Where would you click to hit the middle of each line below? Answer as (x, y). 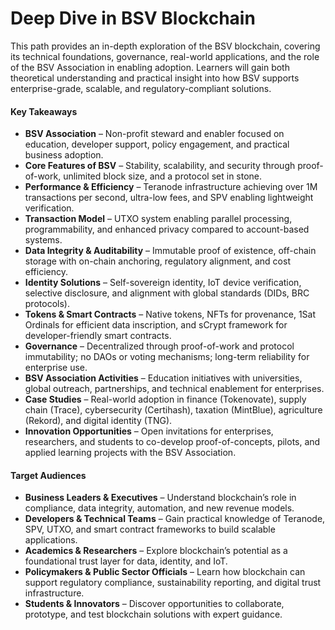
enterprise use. (56, 368)
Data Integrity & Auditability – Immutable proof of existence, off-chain (170, 251)
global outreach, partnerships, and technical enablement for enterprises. (174, 389)
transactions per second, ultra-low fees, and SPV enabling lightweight (169, 198)
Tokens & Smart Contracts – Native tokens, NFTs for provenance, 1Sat (170, 314)
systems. (43, 240)
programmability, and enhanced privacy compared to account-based (167, 229)
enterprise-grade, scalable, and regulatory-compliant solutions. (141, 88)
